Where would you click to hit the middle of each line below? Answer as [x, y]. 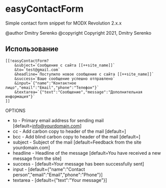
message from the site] [37, 158]
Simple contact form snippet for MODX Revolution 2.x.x [63, 23]
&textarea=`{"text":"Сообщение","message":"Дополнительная [79, 92]
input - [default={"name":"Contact [49, 169]
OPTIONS [15, 110]
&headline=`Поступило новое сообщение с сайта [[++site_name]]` [84, 74]
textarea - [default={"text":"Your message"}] [60, 180]
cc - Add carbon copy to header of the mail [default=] [69, 131]
